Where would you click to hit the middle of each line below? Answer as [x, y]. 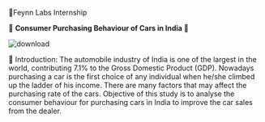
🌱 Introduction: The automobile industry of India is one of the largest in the [132, 59]
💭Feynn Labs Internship [48, 13]
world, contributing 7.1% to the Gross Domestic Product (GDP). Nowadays [131, 68]
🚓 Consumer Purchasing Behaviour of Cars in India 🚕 [98, 28]
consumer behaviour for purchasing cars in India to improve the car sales [130, 102]
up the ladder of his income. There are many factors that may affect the [128, 85]
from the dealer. [35, 111]
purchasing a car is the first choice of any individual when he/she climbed [132, 76]
